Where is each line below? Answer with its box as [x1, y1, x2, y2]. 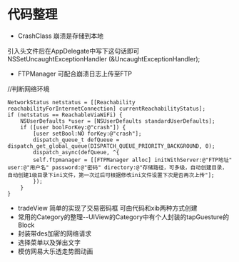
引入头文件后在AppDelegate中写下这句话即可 [7, 46, 140, 55]
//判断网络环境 [7, 84, 50, 93]
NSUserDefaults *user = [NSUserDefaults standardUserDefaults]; [20, 117, 215, 125]
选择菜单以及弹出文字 [17, 238, 81, 246]
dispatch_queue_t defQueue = [33, 136, 120, 143]
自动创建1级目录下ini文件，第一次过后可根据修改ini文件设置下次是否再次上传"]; [7, 171, 215, 178]
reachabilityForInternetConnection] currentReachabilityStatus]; [7, 105, 205, 112]
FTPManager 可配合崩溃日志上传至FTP [17, 69, 132, 78]
